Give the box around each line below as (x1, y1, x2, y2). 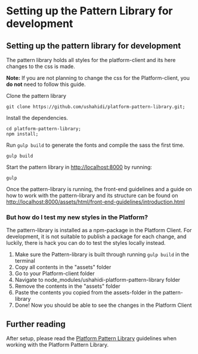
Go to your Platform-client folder (14, 270, 95, 277)
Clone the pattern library (6, 93, 67, 99)
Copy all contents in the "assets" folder (14, 264, 112, 271)
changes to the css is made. (6, 63, 76, 70)
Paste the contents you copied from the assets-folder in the (14, 289, 162, 296)
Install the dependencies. (6, 115, 69, 121)
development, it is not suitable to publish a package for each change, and (6, 233, 187, 240)
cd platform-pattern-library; (6, 126, 82, 132)
